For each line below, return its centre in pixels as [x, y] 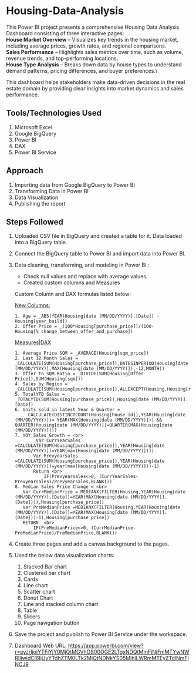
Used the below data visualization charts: [65, 556]
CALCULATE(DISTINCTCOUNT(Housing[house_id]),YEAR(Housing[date [107, 415]
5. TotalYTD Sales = [40, 395]
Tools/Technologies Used [54, 113]
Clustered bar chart [47, 573]
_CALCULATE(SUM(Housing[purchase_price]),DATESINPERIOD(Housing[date [102, 364]
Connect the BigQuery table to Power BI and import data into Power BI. [100, 254]
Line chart [36, 585]
